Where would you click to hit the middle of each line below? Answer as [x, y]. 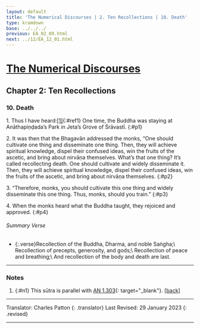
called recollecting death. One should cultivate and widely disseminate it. [96, 164]
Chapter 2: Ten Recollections [61, 91]
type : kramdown [25, 23]
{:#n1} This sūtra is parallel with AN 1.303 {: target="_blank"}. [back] [97, 291]
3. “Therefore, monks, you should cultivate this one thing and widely [90, 187]
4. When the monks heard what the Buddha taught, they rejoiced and [91, 205]
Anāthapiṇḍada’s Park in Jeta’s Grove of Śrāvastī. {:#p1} [74, 127]
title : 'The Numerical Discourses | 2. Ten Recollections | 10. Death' [97, 17]
